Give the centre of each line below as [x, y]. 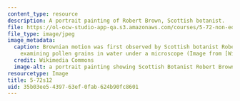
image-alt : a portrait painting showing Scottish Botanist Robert [115, 67]
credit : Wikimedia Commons [54, 60]
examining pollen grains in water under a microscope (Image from [121, 54]
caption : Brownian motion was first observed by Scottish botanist [116, 47]
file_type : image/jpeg [41, 34]
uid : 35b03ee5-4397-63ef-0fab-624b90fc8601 [73, 87]
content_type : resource [43, 14]
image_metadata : [31, 41]
